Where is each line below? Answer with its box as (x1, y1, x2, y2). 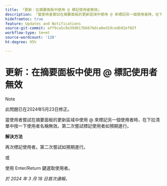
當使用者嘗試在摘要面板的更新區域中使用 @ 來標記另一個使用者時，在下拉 (5, 117, 156, 123)
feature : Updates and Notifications (5, 21, 81, 26)
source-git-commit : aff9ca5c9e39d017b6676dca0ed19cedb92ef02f (5, 26, 137, 31)
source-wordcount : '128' (5, 35, 57, 40)
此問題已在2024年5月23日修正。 (5, 106, 72, 112)
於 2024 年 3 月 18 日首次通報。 (5, 176, 70, 182)
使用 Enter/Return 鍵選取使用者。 (5, 165, 73, 171)
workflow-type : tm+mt (5, 30, 50, 35)
